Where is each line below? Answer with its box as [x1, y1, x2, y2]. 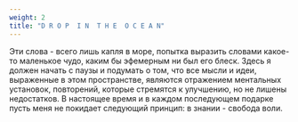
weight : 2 [9, 12, 46, 22]
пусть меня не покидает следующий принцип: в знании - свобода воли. [9, 102, 283, 113]
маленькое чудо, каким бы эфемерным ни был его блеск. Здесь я [19, 55, 271, 66]
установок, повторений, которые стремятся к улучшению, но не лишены [9, 84, 287, 94]
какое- [263, 45, 290, 56]
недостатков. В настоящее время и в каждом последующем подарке [9, 93, 274, 103]
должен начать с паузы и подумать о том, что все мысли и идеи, [9, 64, 257, 76]
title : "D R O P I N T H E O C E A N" [9, 21, 165, 30]
